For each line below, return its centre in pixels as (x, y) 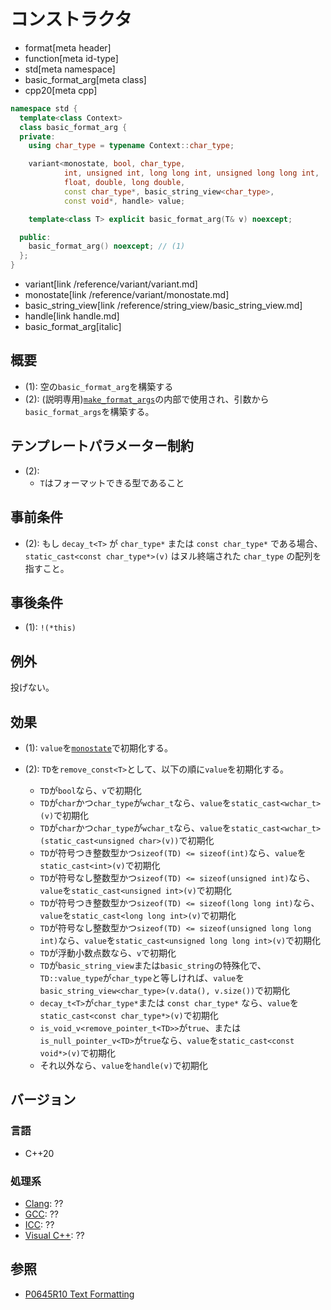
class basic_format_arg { (73, 127)
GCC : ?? (41, 1214)
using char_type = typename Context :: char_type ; (131, 146)
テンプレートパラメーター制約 (102, 446)
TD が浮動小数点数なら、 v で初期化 (108, 952)
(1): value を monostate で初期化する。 (98, 747)
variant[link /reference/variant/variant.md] (111, 284)
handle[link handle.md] (72, 316)
